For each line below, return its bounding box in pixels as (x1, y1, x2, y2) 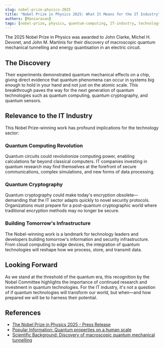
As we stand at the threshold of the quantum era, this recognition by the (5, 274, 150, 280)
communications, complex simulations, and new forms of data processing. (5, 169, 155, 175)
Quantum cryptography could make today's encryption (5, 192, 116, 198)
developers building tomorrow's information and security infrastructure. (5, 236, 149, 242)
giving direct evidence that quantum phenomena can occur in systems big (5, 77, 155, 83)
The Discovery (5, 59, 51, 67)
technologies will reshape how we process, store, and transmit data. (5, 246, 143, 252)
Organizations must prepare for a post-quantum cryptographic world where (5, 202, 157, 208)
